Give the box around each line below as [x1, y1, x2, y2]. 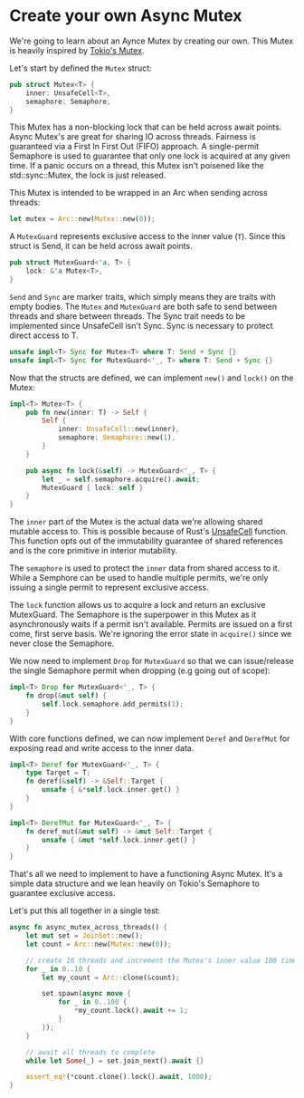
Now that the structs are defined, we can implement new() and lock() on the [9, 372, 294, 383]
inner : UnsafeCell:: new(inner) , [57, 425, 180, 434]
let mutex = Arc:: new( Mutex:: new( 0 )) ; [9, 215, 156, 224]
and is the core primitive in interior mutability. [9, 545, 178, 556]
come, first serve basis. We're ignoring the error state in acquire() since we [9, 629, 292, 640]
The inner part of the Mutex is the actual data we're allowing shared [9, 516, 263, 527]
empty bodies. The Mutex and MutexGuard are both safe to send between [9, 301, 278, 312]
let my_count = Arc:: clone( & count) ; [42, 973, 180, 982]
